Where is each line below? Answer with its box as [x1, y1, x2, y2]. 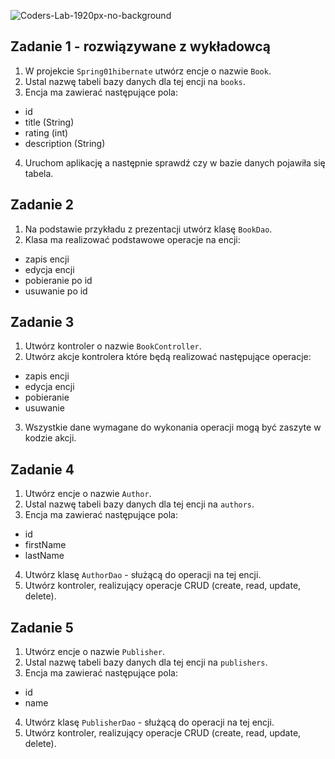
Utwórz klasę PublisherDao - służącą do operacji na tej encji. [24, 716, 275, 729]
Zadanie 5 [10, 619, 74, 636]
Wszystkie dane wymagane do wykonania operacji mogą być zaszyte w [24, 421, 322, 434]
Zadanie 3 [10, 314, 75, 331]
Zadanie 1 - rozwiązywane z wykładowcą [10, 38, 271, 55]
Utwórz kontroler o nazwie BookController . [24, 340, 202, 352]
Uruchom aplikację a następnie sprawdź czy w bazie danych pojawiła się [24, 156, 326, 169]
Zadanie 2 [10, 196, 75, 214]
